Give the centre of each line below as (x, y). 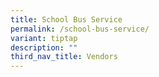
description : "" (44, 47)
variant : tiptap (44, 38)
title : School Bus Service (66, 19)
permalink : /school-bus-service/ (80, 29)
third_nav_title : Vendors (64, 57)
